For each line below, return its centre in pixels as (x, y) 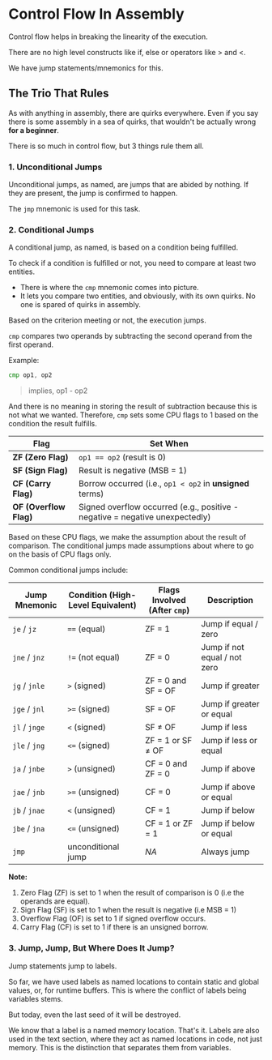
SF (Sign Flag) (40, 471)
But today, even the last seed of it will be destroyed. (95, 1015)
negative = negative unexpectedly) (144, 517)
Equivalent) (114, 605)
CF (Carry (32, 484)
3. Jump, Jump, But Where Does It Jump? (91, 948)
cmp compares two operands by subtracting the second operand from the (130, 336)
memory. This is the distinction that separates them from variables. (120, 1047)
